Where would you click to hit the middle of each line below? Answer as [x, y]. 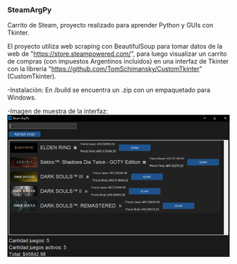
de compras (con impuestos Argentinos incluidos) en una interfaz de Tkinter [118, 61]
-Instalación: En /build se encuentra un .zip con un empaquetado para [109, 90]
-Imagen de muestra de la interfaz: [57, 112]
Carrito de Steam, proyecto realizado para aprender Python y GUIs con [110, 25]
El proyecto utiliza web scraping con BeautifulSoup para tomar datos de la [115, 47]
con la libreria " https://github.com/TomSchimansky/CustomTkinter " [105, 69]
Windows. [22, 97]
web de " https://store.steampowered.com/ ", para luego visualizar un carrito [117, 54]
